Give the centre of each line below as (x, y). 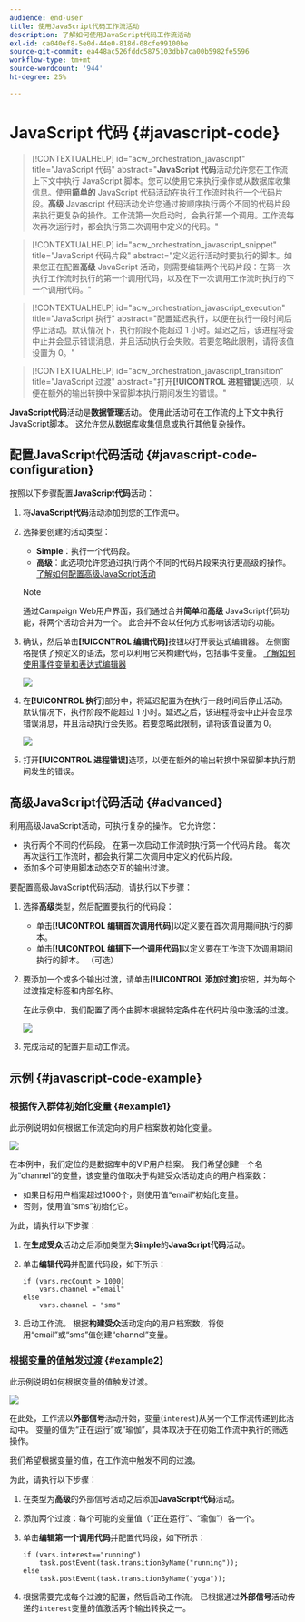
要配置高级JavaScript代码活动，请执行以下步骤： (101, 887)
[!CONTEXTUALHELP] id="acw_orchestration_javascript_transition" (157, 370)
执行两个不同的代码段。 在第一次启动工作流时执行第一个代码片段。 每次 (156, 845)
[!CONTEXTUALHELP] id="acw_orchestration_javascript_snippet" (154, 244)
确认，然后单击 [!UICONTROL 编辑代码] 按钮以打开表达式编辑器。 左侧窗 (156, 641)
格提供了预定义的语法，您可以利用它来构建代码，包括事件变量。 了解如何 (159, 652)
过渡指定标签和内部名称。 (70, 991)
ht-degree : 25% (38, 77)
